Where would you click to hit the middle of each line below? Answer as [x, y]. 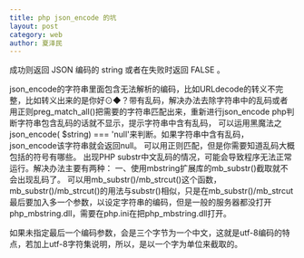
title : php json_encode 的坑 [63, 18]
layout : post [34, 26]
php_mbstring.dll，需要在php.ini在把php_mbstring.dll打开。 [120, 214]
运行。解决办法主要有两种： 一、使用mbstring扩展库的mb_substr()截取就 [145, 168]
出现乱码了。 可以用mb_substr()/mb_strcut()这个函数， [119, 180]
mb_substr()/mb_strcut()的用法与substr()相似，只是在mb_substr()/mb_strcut [151, 191]
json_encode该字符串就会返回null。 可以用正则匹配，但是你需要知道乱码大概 [152, 146]
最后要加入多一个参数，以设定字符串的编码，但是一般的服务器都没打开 [141, 202]
